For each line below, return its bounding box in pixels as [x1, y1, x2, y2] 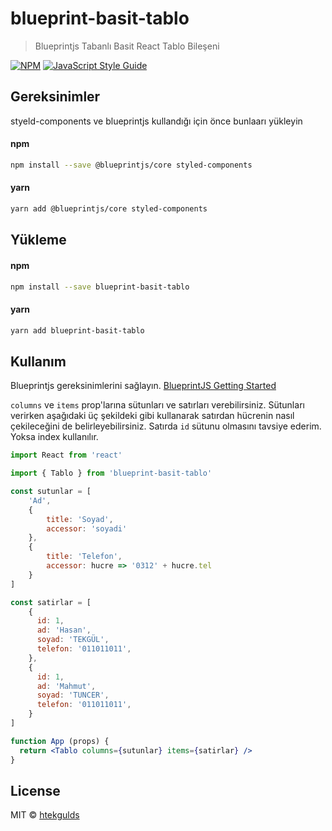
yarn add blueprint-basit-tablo [10, 325, 145, 336]
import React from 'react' [10, 450, 123, 461]
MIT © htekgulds [10, 809, 80, 821]
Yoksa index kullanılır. [10, 431, 99, 443]
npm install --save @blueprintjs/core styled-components [10, 160, 253, 170]
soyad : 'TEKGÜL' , [36, 635, 110, 645]
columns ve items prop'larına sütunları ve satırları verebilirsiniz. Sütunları [10, 399, 305, 411]
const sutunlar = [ [10, 487, 92, 497]
